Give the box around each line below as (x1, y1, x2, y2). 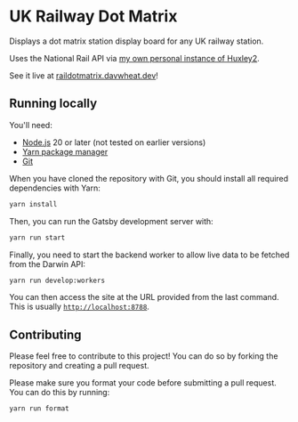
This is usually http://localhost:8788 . (9, 301, 149, 312)
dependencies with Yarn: (9, 183, 101, 193)
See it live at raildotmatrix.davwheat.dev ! (9, 69, 158, 81)
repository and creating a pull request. (9, 361, 149, 371)
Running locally (9, 96, 98, 111)
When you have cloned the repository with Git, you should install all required (9, 173, 289, 183)
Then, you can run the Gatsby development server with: (9, 215, 213, 226)
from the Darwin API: (9, 258, 86, 269)
